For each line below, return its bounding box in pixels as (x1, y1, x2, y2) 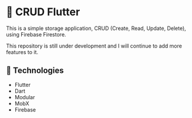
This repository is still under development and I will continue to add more (6, 42, 182, 49)
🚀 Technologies (6, 66, 64, 76)
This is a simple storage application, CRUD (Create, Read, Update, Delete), (6, 25, 186, 32)
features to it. (6, 48, 39, 55)
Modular (14, 93, 35, 100)
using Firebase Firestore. (6, 31, 66, 38)
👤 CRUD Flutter (6, 5, 80, 19)
